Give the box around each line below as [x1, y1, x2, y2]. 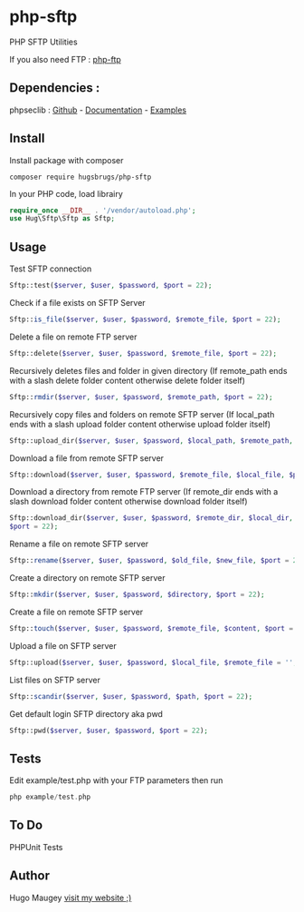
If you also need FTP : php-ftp [9, 54, 122, 64]
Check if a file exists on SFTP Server [9, 298, 147, 308]
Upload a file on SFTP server [9, 640, 117, 651]
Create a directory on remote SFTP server [9, 573, 166, 583]
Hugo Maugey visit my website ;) [9, 892, 132, 903]
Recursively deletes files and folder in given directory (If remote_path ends [9, 365, 288, 376]
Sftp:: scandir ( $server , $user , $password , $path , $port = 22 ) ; [9, 691, 253, 701]
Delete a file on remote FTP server [9, 331, 138, 342]
